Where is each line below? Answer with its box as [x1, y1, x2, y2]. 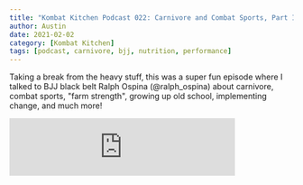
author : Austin [9, 22, 67, 31]
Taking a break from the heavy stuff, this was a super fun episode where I [9, 71, 283, 82]
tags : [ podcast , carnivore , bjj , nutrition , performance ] [9, 47, 232, 56]
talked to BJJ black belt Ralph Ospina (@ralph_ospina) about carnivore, [9, 81, 274, 92]
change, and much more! [9, 100, 103, 111]
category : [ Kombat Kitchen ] [9, 38, 115, 48]
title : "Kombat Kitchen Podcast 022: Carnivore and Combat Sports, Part [9, 13, 289, 23]
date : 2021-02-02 [9, 30, 75, 39]
